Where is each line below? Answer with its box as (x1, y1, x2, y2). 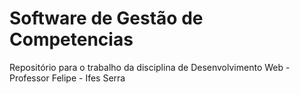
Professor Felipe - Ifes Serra (9, 72, 126, 84)
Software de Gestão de (9, 7, 204, 30)
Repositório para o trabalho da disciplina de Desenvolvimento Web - (9, 61, 291, 73)
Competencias (9, 28, 134, 51)
